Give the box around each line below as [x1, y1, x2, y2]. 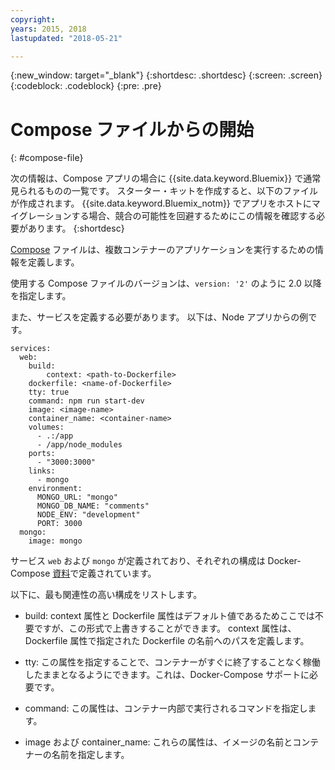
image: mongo [28, 536, 83, 546]
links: [28, 466, 56, 476]
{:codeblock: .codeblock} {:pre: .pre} [10, 80, 162, 92]
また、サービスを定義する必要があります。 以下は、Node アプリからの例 [10, 311, 309, 323]
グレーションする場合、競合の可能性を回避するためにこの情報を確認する [18, 210, 317, 222]
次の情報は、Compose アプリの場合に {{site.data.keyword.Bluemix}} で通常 [10, 172, 322, 185]
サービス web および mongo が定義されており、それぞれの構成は [10, 555, 266, 567]
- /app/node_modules [36, 440, 123, 450]
